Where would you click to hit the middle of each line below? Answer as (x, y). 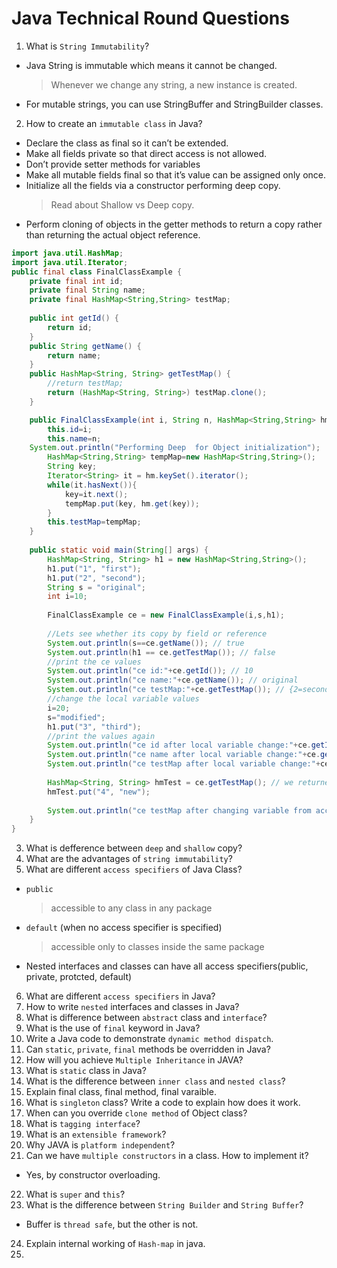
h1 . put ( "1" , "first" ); (94, 568)
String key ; (72, 467)
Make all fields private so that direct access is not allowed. (146, 153)
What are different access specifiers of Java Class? (134, 869)
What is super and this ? (75, 1194)
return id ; (70, 327)
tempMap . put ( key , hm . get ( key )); (132, 503)
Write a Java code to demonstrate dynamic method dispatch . (149, 1039)
